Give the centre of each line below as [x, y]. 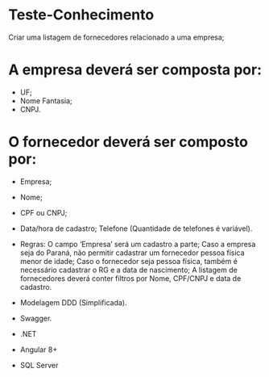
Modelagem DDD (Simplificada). [73, 302]
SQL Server [39, 365]
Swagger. [36, 318]
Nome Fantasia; [46, 101]
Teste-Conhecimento [81, 15]
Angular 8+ [39, 350]
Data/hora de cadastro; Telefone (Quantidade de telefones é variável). [136, 228]
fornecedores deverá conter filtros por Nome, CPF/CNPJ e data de [130, 278]
